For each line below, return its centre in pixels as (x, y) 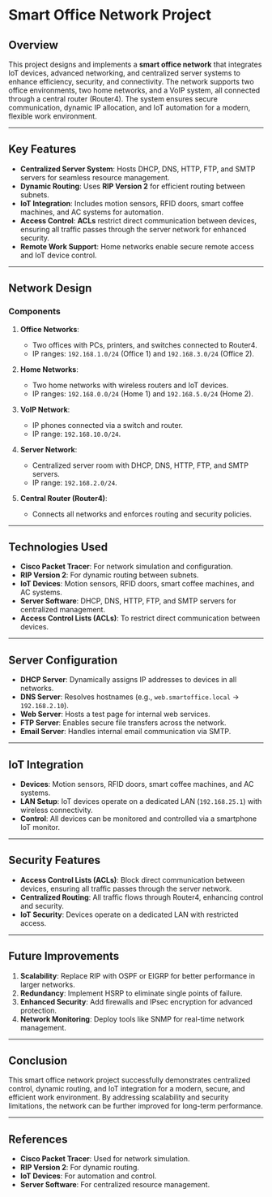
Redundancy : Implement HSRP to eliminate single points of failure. (131, 993)
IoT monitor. (40, 827)
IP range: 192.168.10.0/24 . (76, 434)
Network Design (50, 289)
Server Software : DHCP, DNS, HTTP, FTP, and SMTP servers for (128, 601)
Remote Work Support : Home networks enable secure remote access (137, 246)
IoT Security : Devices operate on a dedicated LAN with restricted (129, 914)
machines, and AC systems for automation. (92, 212)
